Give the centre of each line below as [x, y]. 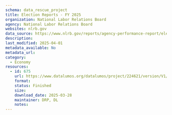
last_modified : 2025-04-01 [34, 43]
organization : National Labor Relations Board [56, 19]
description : [19, 39]
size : [20, 90]
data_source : [19, 34]
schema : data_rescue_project [36, 10]
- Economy [20, 62]
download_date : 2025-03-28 [43, 95]
